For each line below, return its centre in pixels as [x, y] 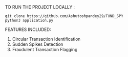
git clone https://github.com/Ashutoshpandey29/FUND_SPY [64, 16]
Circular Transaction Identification [46, 39]
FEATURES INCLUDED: [28, 29]
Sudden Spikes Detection [38, 44]
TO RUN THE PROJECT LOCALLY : [40, 7]
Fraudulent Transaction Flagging [45, 49]
